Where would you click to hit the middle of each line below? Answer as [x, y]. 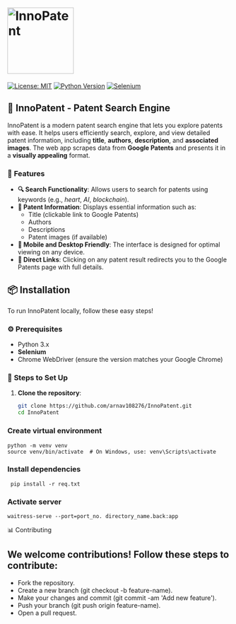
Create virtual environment [55, 431]
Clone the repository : [49, 393]
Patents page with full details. [60, 267]
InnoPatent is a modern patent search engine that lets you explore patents [115, 125]
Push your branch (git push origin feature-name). [89, 605]
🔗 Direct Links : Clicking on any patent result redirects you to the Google [122, 260]
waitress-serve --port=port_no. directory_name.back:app [93, 517]
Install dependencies [44, 469]
